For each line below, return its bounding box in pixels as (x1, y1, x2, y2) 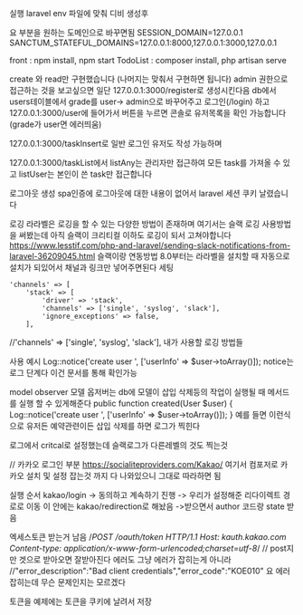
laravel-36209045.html (9, 251, 96, 261)
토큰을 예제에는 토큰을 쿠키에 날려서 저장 (9, 596, 152, 607)
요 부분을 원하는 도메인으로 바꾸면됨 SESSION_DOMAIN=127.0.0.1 (9, 27, 243, 38)
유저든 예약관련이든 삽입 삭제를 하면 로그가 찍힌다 (25, 420, 201, 431)
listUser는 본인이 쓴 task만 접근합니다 (18, 168, 152, 179)
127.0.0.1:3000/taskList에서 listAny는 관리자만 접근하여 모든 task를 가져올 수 (9, 158, 281, 168)
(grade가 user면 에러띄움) (9, 119, 102, 130)
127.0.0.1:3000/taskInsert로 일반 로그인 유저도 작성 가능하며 (9, 139, 223, 149)
